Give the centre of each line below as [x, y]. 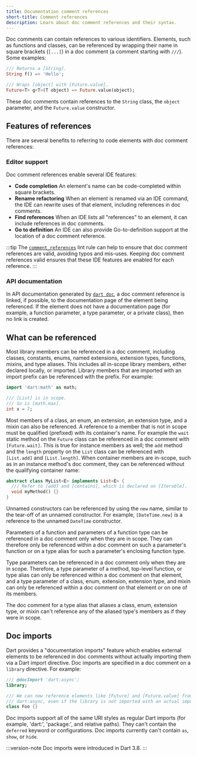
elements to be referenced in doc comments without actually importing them [98, 656]
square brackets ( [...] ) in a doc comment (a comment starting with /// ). [94, 52]
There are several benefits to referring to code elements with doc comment [97, 140]
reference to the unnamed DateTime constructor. [64, 521]
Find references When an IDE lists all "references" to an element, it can [101, 217]
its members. [22, 594]
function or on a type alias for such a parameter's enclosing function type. [96, 551]
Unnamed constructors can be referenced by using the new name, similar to [97, 508]
